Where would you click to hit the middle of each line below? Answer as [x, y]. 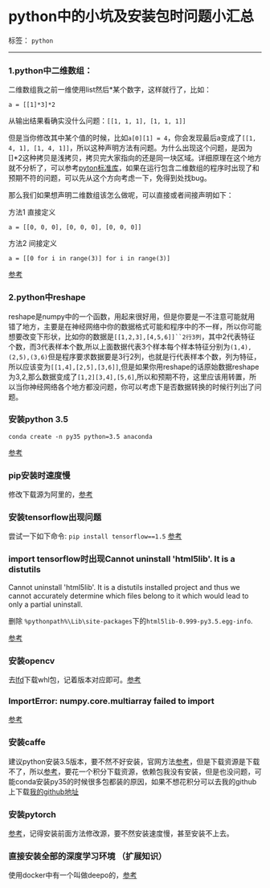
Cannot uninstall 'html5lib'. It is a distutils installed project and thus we [125, 587]
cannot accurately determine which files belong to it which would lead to [129, 595]
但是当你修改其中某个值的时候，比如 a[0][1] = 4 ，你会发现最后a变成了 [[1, [133, 138]
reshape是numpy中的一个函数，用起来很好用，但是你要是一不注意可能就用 [132, 316]
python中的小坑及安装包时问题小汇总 [131, 16]
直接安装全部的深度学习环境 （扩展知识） [88, 856]
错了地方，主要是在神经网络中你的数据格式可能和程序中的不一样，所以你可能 [135, 326]
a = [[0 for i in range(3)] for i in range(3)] [90, 259]
